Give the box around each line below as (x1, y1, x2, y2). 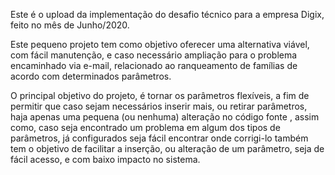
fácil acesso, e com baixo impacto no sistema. (10, 154, 201, 165)
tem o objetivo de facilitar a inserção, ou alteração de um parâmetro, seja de (10, 143, 325, 154)
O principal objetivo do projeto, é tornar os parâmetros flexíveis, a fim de (10, 90, 310, 101)
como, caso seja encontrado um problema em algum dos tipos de (10, 122, 281, 133)
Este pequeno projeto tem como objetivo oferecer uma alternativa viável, (10, 39, 310, 50)
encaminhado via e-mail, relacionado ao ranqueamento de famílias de (10, 60, 298, 71)
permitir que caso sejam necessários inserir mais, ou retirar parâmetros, (10, 100, 308, 112)
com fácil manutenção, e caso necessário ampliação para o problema (10, 49, 298, 61)
